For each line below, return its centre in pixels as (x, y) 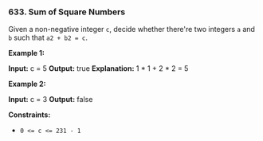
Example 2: (27, 84)
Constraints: (29, 115)
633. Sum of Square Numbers (67, 12)
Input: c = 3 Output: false (51, 100)
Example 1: (27, 53)
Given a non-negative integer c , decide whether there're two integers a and (131, 29)
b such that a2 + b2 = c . (48, 37)
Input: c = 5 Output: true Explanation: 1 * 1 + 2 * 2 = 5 (98, 69)
